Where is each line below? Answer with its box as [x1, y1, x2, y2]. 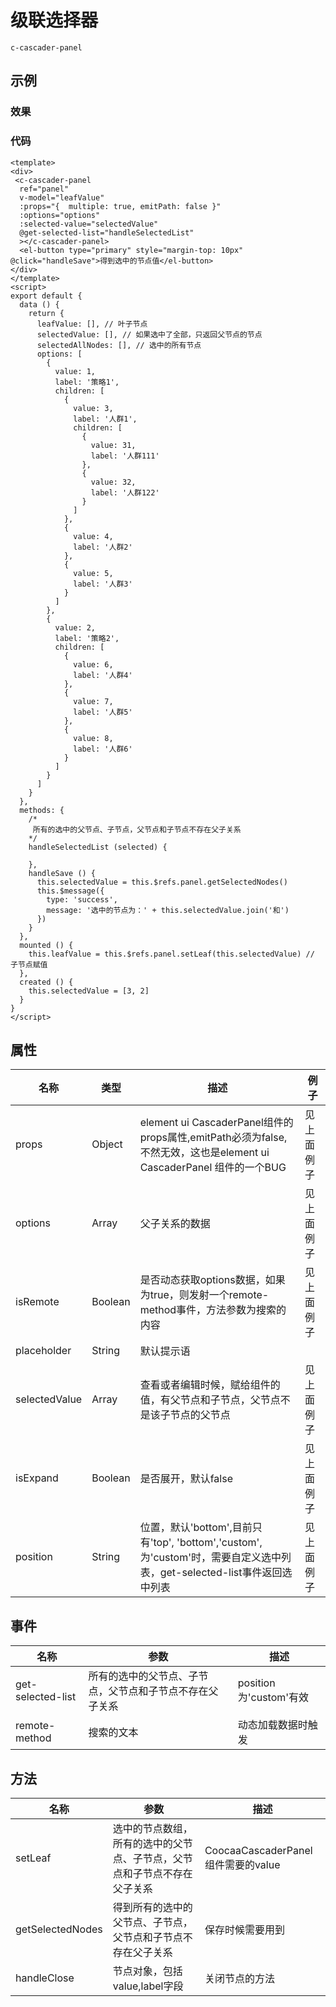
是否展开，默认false [139, 1472, 233, 1486]
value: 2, [54, 622, 97, 633]
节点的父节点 [169, 1408, 231, 1422]
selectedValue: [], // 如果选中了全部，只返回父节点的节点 [36, 329, 263, 340]
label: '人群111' [90, 451, 160, 461]
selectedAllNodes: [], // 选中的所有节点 [36, 340, 202, 350]
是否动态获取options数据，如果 [139, 1273, 286, 1287]
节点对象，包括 [112, 1964, 183, 1978]
